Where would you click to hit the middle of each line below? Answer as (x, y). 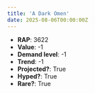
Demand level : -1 (42, 54)
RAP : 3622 (33, 39)
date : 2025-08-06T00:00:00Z (48, 20)
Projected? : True (42, 69)
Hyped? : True (37, 76)
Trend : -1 (30, 61)
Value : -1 (30, 47)
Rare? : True (34, 83)
